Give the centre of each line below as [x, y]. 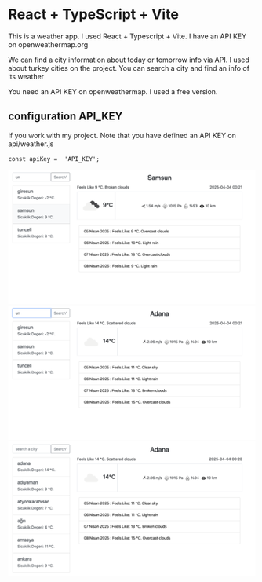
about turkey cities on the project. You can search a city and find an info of [129, 68]
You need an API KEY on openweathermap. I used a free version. [113, 91]
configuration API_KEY [65, 117]
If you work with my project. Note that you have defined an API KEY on [122, 135]
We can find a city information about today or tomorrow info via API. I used [129, 60]
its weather [26, 76]
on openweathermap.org [48, 44]
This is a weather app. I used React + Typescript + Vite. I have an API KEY [127, 36]
